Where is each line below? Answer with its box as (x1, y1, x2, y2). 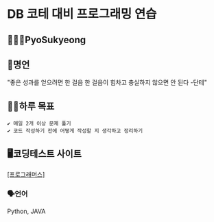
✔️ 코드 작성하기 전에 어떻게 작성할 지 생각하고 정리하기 (7, 127, 143, 134)
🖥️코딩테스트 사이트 (7, 148, 82, 160)
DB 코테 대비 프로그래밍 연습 (7, 6, 157, 22)
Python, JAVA (7, 207, 46, 216)
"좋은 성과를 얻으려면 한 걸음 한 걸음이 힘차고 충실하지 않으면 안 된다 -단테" (7, 78, 208, 86)
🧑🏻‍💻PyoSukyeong (7, 34, 86, 45)
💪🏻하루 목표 (7, 100, 55, 112)
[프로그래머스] (7, 171, 45, 179)
